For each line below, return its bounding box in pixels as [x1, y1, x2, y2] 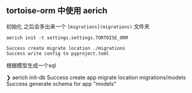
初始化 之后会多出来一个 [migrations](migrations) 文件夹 [6, 23, 150, 30]
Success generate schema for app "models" [6, 80, 117, 87]
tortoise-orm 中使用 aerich [6, 5, 107, 16]
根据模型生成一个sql [6, 62, 56, 69]
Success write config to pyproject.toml [6, 50, 110, 56]
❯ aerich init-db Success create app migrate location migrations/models [6, 74, 186, 81]
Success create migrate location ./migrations [6, 45, 126, 51]
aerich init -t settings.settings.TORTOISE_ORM [6, 35, 129, 41]
